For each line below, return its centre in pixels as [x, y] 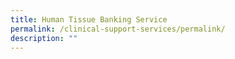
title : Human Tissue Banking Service [89, 19]
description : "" [44, 38]
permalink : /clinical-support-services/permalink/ [118, 29]
